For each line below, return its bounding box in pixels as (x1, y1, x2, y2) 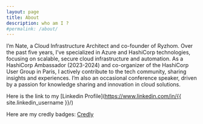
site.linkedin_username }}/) (6, 99, 74, 106)
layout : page (6, 8, 39, 15)
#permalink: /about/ (6, 25, 59, 32)
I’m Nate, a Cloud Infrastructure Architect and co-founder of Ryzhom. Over (6, 42, 193, 50)
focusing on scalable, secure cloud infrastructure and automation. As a (6, 55, 184, 62)
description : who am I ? (6, 20, 69, 26)
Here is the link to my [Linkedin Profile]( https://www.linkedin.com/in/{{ (6, 93, 182, 100)
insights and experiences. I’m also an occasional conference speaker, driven (6, 74, 197, 82)
